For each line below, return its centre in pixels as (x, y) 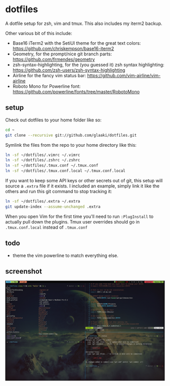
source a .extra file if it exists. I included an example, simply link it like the (82, 186)
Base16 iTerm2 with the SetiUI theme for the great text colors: (77, 43)
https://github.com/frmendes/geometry (54, 59)
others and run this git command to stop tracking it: (59, 191)
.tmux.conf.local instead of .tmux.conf (46, 227)
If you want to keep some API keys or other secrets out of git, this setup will (84, 181)
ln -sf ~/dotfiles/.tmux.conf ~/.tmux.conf (52, 166)
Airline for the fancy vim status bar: (49, 75)
